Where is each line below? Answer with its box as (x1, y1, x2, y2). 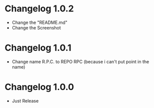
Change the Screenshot (11, 24, 61, 30)
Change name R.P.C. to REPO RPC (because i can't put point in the (11, 58, 149, 65)
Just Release (11, 98, 39, 104)
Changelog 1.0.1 (4, 42, 71, 54)
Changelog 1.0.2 (4, 3, 74, 14)
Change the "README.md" (11, 19, 68, 25)
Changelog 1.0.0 (4, 82, 74, 93)
